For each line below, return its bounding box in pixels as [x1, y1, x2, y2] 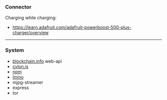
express [12, 85, 29, 91]
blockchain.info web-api [12, 58, 62, 64]
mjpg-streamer [12, 79, 43, 85]
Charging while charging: [5, 15, 57, 21]
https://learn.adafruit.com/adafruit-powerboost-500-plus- [12, 24, 132, 30]
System [5, 47, 24, 54]
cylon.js [12, 63, 29, 69]
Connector [5, 3, 32, 10]
